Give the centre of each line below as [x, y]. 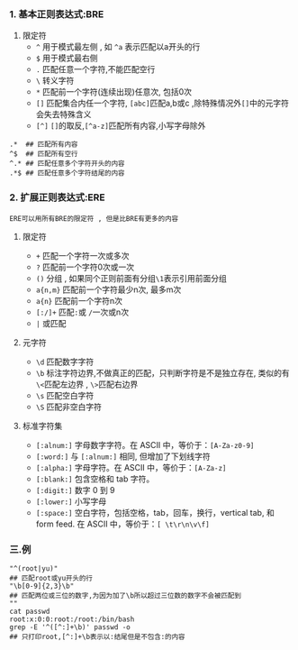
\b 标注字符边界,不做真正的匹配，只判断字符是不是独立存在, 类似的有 [163, 372]
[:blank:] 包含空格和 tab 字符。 [95, 479]
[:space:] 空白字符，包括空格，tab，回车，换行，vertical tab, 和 [155, 512]
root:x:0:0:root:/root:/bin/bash [72, 619]
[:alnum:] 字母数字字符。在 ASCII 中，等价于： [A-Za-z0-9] [145, 444]
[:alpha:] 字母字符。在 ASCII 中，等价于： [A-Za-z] [131, 467]
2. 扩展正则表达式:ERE [57, 197]
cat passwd [30, 611]
